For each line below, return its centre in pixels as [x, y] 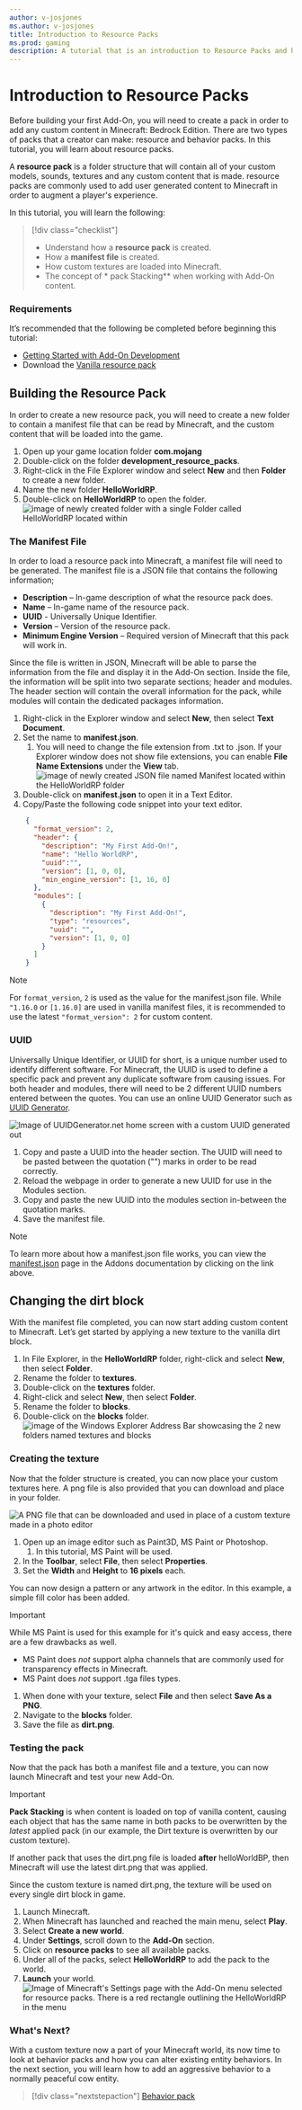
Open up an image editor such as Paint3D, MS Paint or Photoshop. [145, 1542]
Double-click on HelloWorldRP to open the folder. [114, 499]
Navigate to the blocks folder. [77, 1714]
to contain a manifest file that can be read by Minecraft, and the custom [142, 424]
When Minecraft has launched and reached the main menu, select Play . [155, 1921]
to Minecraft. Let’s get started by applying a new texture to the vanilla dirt [145, 1332]
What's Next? [40, 2030]
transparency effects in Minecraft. [85, 1669]
